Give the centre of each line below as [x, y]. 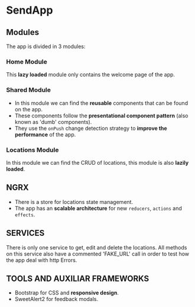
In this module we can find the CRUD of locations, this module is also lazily [97, 162]
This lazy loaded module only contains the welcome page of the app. [91, 75]
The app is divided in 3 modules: [46, 46]
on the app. [29, 109]
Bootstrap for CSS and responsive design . [67, 293]
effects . [25, 215]
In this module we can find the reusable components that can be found [101, 103]
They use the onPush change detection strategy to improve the [91, 128]
